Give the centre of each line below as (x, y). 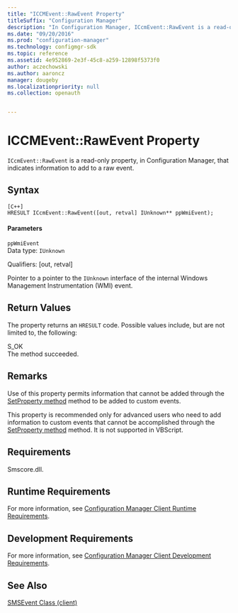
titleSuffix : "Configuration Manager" (64, 21)
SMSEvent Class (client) (42, 602)
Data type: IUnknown (36, 251)
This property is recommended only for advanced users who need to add (114, 414)
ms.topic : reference (38, 54)
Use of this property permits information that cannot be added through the (116, 393)
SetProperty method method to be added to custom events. (94, 401)
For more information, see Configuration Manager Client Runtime (102, 509)
